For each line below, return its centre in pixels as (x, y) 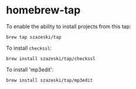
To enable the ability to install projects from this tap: (69, 26)
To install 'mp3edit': (30, 69)
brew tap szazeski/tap (34, 37)
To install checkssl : (29, 48)
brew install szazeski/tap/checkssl (51, 59)
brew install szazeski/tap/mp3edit (50, 80)
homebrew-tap (43, 10)
